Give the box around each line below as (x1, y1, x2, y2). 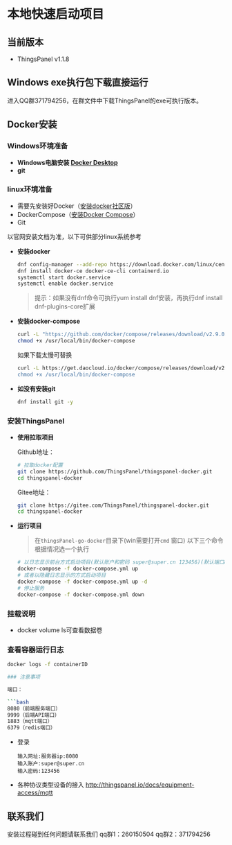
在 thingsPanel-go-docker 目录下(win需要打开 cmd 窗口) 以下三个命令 (34, 537, 224, 545)
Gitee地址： (17, 488, 51, 496)
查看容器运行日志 (7, 645, 64, 654)
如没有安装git (17, 384, 56, 392)
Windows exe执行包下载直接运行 (7, 77, 148, 89)
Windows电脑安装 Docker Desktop (17, 158, 119, 166)
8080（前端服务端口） (7, 705, 61, 712)
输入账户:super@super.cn (17, 760, 85, 767)
